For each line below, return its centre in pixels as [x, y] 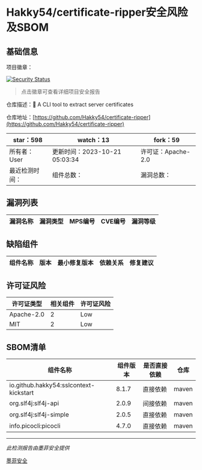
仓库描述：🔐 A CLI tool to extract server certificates [70, 104]
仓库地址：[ [20, 117]
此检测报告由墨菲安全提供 [38, 448]
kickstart [22, 393]
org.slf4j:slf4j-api [34, 403]
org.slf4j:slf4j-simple [39, 415]
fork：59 [167, 140]
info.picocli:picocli [35, 426]
